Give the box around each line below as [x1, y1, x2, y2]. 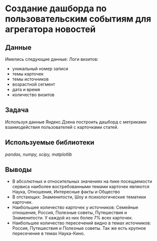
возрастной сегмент [12, 81, 55, 87]
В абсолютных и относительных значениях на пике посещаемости [12, 178, 153, 184]
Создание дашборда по [5, 3, 107, 14]
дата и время [12, 87, 40, 92]
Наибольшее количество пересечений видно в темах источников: [12, 220, 151, 226]
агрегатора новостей [5, 24, 96, 35]
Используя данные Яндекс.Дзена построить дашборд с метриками [5, 119, 147, 125]
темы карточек [12, 71, 44, 76]
